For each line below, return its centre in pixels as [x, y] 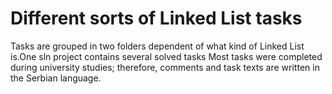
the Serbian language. [56, 78]
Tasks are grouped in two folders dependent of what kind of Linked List [157, 46]
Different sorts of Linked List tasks [156, 18]
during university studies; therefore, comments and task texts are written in [165, 67]
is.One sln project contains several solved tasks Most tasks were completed [166, 56]
